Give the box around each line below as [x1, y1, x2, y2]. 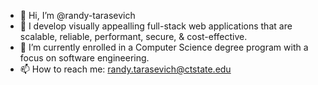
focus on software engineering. [19, 52, 150, 64]
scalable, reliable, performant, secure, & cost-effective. [19, 31, 248, 42]
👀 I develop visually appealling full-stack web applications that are [19, 20, 293, 32]
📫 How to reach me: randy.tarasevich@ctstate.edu [19, 63, 232, 75]
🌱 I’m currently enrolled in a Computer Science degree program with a [19, 41, 309, 53]
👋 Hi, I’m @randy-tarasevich [19, 10, 136, 21]
